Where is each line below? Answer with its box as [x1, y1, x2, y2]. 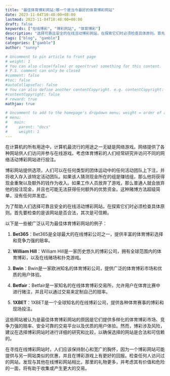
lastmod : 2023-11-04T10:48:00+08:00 [5, 17, 82, 22]
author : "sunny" [5, 45, 39, 50]
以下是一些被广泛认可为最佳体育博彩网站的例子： [5, 220, 107, 226]
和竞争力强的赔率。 [12, 237, 53, 243]
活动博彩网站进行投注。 [9, 156, 59, 162]
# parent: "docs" [5, 124, 51, 130]
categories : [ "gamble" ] [5, 40, 56, 46]
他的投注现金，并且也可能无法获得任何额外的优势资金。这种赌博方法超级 [5, 186, 156, 192]
